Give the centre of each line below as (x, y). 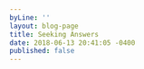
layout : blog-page (44, 26)
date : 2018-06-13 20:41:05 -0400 (72, 43)
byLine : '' (30, 17)
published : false (42, 51)
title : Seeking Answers (54, 34)
